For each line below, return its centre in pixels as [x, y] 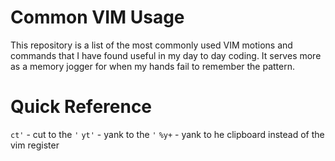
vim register [35, 145]
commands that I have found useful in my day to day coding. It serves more [166, 55]
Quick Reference [81, 107]
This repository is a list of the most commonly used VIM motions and [151, 45]
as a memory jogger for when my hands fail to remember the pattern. [153, 66]
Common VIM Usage [97, 17]
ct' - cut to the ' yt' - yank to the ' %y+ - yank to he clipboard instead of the [167, 134]
